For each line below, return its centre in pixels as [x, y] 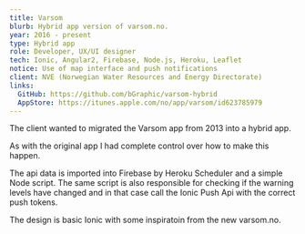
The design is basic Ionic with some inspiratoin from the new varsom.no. [145, 220]
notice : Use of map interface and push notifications [114, 69]
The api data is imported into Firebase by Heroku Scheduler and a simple [146, 173]
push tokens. [34, 202]
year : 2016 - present [51, 35]
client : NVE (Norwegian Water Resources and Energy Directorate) [136, 77]
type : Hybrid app [42, 43]
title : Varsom [36, 18]
